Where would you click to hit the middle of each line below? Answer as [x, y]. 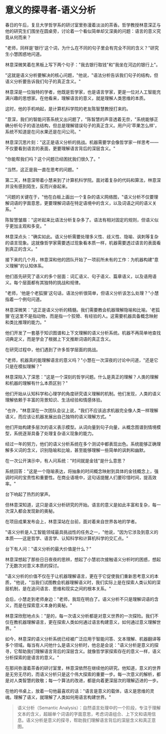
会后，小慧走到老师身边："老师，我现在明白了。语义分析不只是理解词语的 [80, 599]
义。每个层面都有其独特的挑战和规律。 [44, 282]
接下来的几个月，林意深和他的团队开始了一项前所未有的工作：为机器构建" [80, 259]
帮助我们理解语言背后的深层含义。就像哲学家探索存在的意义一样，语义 [89, 651]
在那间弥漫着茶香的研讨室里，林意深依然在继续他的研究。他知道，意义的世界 [83, 668]
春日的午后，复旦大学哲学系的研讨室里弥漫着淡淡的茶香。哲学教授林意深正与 [83, 25]
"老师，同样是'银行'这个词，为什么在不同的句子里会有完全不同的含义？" [78, 48]
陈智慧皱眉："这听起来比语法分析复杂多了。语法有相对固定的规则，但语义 [80, 220]
